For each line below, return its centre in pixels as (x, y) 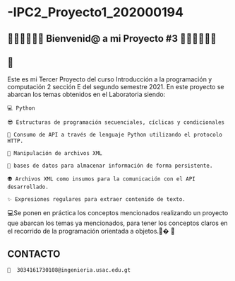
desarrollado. (28, 187)
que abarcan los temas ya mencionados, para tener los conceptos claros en (117, 223)
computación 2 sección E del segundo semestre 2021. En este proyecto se (116, 87)
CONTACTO (34, 254)
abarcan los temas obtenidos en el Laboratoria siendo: (86, 94)
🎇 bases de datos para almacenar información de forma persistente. (110, 166)
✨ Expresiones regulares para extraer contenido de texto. (96, 200)
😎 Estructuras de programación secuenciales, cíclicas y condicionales (116, 122)
